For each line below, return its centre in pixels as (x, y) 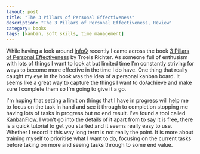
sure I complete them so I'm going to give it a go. (66, 89)
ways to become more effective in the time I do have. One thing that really (97, 70)
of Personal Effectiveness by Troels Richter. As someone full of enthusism (97, 57)
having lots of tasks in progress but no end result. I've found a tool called (96, 113)
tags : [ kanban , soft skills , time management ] (65, 34)
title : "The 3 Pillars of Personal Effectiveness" (70, 17)
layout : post (22, 12)
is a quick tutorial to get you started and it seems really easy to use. (89, 126)
